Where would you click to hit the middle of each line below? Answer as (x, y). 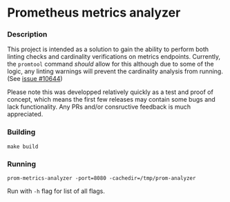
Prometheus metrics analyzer (94, 13)
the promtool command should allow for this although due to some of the (111, 64)
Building (21, 132)
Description (27, 35)
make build (23, 147)
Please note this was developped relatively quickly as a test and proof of (111, 92)
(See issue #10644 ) (35, 79)
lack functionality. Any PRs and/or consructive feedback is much (99, 107)
